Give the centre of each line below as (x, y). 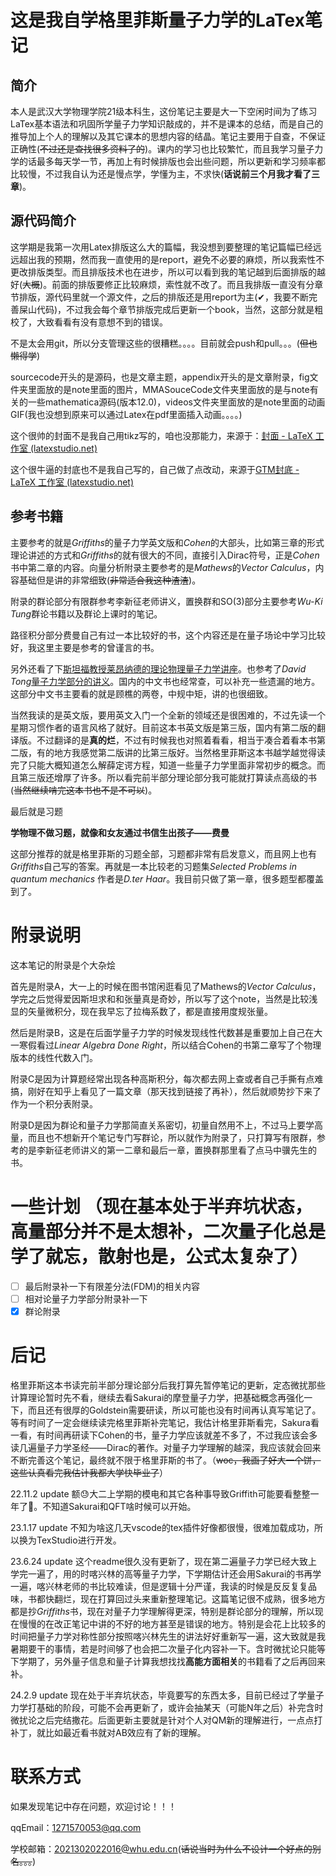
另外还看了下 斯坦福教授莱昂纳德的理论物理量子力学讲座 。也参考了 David (158, 668)
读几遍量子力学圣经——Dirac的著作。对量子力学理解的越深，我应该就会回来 (166, 1447)
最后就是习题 (36, 811)
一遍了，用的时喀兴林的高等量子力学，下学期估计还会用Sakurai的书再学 (174, 1573)
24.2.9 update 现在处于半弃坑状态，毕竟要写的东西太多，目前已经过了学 (158, 1695)
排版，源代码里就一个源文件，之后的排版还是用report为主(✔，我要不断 (164, 297)
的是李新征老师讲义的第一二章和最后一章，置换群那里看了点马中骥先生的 (167, 1150)
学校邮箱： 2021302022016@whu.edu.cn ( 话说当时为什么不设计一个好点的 (161, 1848)
